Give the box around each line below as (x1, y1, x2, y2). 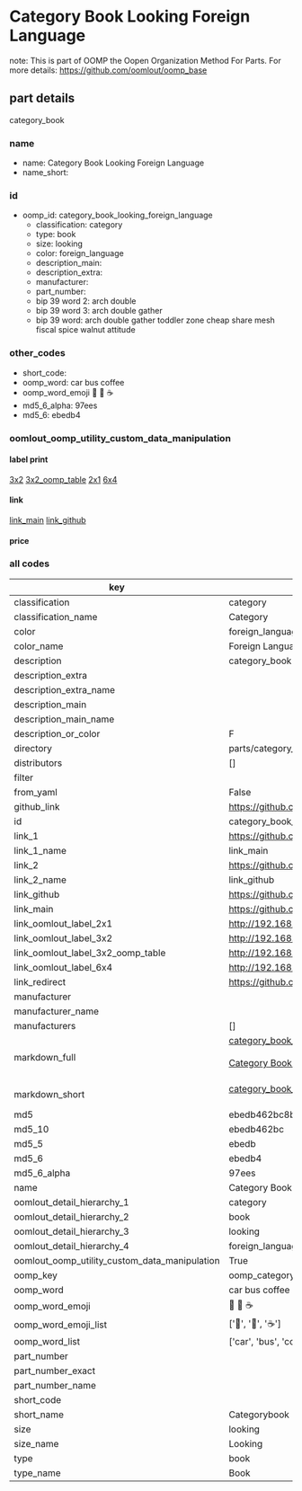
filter (13, 771, 34, 784)
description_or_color (13, 727, 101, 740)
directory (13, 741, 52, 754)
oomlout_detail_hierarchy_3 (13, 1225, 129, 1238)
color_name (13, 640, 64, 652)
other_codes (9, 347, 66, 359)
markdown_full (13, 1051, 76, 1063)
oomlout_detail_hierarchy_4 (13, 1239, 129, 1252)
